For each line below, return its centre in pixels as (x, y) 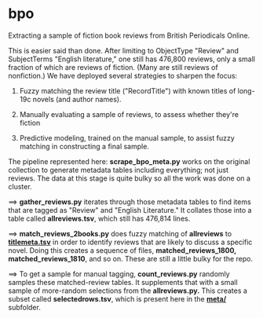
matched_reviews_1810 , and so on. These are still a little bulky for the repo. (131, 258)
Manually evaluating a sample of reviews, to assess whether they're (129, 114)
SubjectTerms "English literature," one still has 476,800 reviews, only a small (131, 59)
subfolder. (24, 307)
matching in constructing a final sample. (84, 146)
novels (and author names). (77, 99)
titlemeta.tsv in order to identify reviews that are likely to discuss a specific (130, 242)
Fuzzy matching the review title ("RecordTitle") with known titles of (128, 90)
